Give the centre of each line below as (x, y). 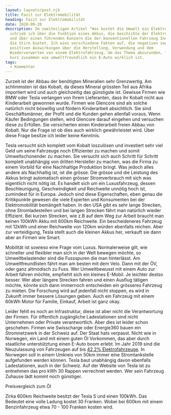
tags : (11, 62)
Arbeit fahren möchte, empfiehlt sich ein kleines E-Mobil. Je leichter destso (84, 275)
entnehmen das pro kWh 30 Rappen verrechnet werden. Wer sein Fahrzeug (85, 371)
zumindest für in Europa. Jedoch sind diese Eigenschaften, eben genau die (84, 194)
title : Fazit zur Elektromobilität (43, 15)
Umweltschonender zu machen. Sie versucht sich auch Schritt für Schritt (82, 157)
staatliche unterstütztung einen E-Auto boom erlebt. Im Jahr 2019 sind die (83, 344)
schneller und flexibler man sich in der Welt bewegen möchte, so (73, 253)
